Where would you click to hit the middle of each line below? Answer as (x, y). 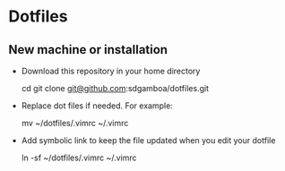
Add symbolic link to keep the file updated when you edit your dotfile (148, 140)
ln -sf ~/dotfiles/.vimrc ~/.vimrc (79, 158)
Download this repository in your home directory (111, 71)
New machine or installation (88, 50)
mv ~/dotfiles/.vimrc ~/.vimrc (75, 123)
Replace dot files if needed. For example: (97, 106)
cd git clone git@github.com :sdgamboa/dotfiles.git (115, 88)
